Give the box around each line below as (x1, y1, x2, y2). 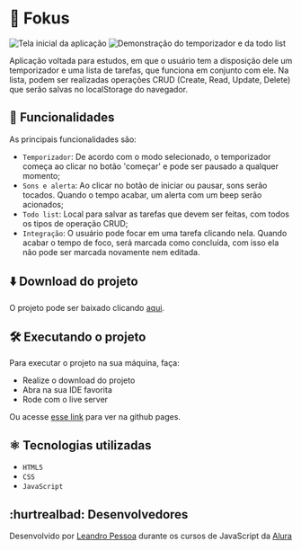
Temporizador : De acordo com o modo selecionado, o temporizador (22, 151, 271, 162)
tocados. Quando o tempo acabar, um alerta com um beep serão (22, 189, 262, 200)
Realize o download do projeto (22, 375, 136, 386)
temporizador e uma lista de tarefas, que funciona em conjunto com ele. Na (9, 65, 289, 75)
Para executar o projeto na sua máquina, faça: (9, 358, 180, 368)
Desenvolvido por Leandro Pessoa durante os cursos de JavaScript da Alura (9, 530, 292, 541)
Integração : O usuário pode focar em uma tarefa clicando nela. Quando (22, 227, 288, 238)
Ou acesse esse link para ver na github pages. (9, 412, 181, 422)
